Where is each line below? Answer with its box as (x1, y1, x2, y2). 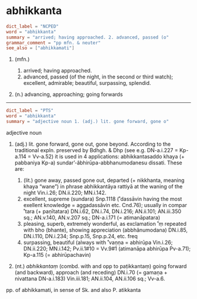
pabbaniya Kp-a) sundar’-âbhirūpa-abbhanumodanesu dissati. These (14, 159, 183, 166)
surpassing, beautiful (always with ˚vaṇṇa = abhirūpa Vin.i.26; (23, 239, 173, 246)
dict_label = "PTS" (6, 108, 54, 114)
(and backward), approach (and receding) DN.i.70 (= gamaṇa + (14, 269, 168, 276)
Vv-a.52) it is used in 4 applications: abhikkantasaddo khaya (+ (32, 153, 185, 160)
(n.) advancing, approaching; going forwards (14, 91, 123, 98)
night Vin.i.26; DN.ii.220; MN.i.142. (23, 189, 107, 196)
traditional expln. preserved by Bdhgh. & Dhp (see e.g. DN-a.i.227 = (14, 146, 178, 153)
